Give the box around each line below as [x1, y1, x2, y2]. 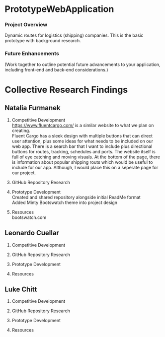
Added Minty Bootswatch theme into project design [11, 200, 118, 205]
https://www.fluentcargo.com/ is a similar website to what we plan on [11, 122, 154, 128]
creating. [11, 128, 30, 134]
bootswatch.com [11, 214, 47, 220]
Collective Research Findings [4, 84, 128, 95]
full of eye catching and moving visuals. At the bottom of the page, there [11, 154, 161, 160]
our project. [11, 170, 36, 176]
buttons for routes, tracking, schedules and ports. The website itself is [11, 148, 156, 154]
